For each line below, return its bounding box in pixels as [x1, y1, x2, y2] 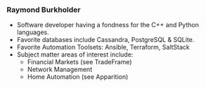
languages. [16, 28, 50, 36]
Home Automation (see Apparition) [27, 73, 129, 81]
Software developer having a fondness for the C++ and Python [16, 21, 200, 29]
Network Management [27, 65, 93, 74]
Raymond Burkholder [6, 5, 81, 15]
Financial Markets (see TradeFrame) [27, 58, 132, 66]
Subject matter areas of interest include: [16, 50, 134, 59]
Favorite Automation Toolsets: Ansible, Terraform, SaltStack [16, 43, 191, 52]
